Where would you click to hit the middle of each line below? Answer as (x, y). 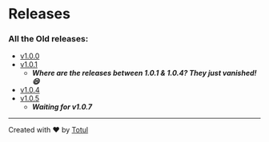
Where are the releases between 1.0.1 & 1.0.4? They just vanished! (144, 73)
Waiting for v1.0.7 (62, 107)
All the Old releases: (48, 39)
